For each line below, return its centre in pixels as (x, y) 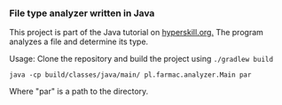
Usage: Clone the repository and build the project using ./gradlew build (141, 59)
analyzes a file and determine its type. (79, 41)
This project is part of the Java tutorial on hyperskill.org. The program (137, 33)
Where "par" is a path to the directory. (79, 92)
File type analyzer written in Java (82, 13)
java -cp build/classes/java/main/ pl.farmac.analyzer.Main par (130, 75)
